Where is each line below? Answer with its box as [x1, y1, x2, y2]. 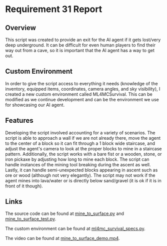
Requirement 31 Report [5, 4, 102, 15]
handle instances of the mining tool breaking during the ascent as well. [5, 161, 151, 167]
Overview [5, 24, 36, 32]
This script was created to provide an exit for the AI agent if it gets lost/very [5, 37, 161, 43]
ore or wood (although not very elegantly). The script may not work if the [5, 172, 156, 178]
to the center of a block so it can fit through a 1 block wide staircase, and [5, 140, 155, 146]
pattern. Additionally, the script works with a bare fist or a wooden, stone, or [5, 151, 162, 157]
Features [5, 116, 33, 125]
